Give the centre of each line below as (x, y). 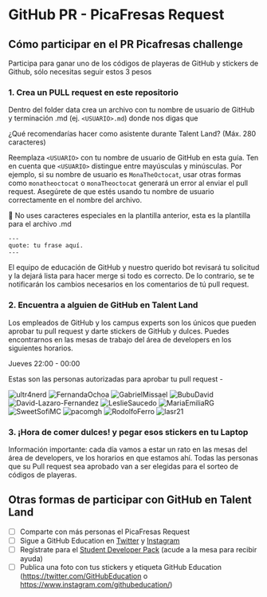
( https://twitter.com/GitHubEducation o (84, 575)
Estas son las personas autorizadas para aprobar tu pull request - (116, 379)
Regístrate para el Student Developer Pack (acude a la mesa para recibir (138, 549)
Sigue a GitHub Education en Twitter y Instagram (100, 540)
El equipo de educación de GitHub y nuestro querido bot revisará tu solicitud (134, 267)
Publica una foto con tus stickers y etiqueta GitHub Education (120, 567)
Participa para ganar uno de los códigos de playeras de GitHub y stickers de (133, 63)
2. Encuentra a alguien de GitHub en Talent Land (103, 305)
